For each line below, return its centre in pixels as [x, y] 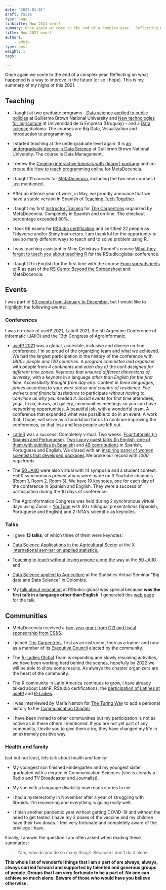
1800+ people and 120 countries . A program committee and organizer [83, 362]
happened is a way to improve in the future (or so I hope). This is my [75, 80]
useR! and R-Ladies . [33, 694]
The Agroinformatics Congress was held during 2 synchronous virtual [83, 501]
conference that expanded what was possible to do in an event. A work [84, 414]
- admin [22, 42]
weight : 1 [15, 51]
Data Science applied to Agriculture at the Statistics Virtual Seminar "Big [86, 575]
